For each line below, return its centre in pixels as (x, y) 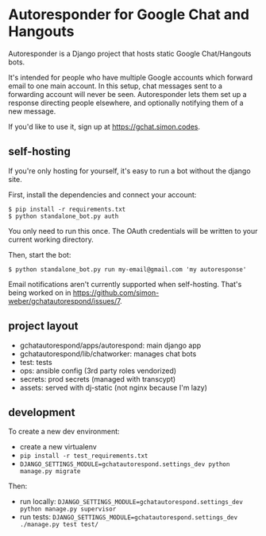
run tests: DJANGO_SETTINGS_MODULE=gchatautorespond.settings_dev (129, 517)
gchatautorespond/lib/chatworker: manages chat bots (108, 353)
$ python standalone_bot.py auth (64, 216)
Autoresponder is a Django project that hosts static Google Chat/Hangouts (130, 53)
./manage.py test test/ (59, 525)
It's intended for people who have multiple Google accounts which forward (130, 77)
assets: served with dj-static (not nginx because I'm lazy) (114, 387)
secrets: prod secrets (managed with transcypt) (98, 379)
